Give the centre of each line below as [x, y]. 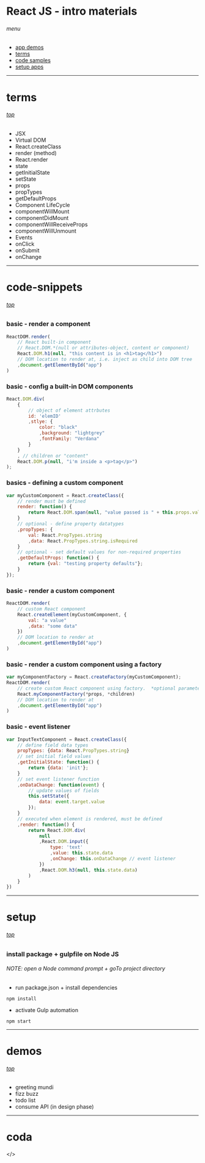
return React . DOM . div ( [57, 830]
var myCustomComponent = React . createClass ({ [65, 495]
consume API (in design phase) [55, 1107]
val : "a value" [48, 620]
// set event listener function [58, 779]
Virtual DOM [31, 140]
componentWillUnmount [46, 231]
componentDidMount [42, 217]
